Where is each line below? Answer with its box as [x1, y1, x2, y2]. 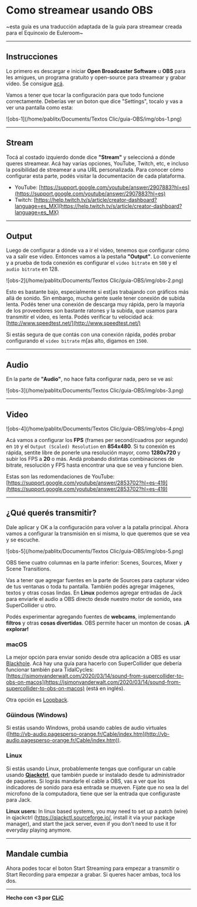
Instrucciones [6, 52, 58, 62]
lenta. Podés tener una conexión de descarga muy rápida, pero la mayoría [6, 301, 185, 308]
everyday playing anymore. [6, 826, 72, 833]
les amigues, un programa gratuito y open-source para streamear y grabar [6, 74, 186, 81]
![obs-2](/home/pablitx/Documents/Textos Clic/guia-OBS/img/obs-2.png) [6, 277, 184, 284]
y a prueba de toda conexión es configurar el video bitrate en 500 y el [6, 260, 178, 267]
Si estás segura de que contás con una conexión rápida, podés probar [6, 331, 176, 338]
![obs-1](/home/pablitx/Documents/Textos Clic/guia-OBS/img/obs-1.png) [6, 115, 182, 122]
